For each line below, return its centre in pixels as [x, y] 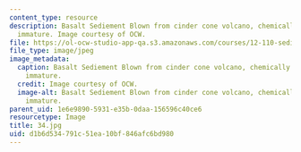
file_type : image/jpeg [52, 51]
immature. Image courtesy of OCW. [82, 34]
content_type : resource [54, 17]
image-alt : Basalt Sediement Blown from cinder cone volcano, [136, 92]
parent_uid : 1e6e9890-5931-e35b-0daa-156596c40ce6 [106, 109]
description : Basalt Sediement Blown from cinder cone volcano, [132, 26]
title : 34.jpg [36, 126]
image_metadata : [39, 59]
